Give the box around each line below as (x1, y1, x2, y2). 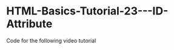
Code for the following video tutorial (6, 37, 96, 44)
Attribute (6, 17, 53, 31)
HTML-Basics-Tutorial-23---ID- (6, 4, 169, 18)
